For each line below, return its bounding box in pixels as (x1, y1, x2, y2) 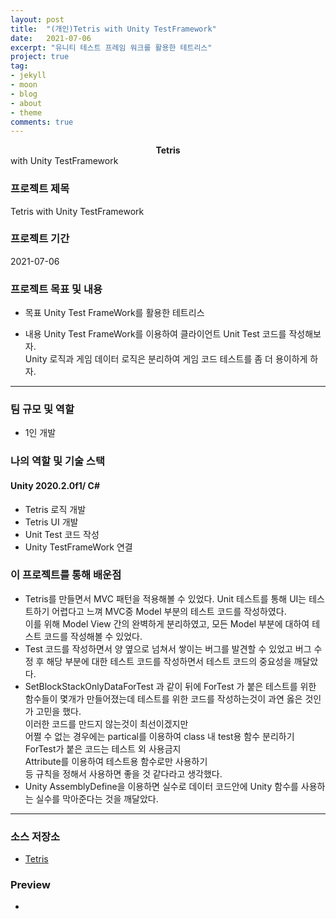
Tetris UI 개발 (24, 516, 79, 528)
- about (10, 98, 43, 108)
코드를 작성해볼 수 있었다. (43, 630, 143, 642)
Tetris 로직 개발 (24, 503, 87, 515)
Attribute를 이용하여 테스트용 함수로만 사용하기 (24, 755, 208, 767)
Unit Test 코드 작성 (24, 528, 100, 540)
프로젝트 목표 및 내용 (10, 282, 103, 296)
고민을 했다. (35, 705, 82, 717)
